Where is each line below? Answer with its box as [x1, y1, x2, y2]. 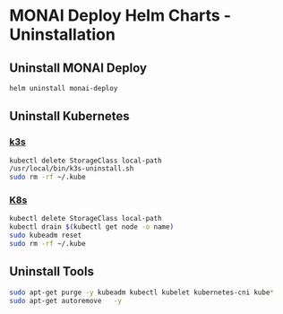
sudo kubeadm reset [9, 231, 82, 240]
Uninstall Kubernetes [9, 109, 130, 124]
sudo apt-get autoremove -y [9, 296, 123, 305]
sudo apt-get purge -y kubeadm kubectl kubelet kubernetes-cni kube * [9, 288, 275, 297]
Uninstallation [9, 24, 116, 45]
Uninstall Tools [9, 264, 94, 279]
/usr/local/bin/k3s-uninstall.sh [9, 164, 134, 173]
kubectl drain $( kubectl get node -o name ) [9, 222, 175, 231]
